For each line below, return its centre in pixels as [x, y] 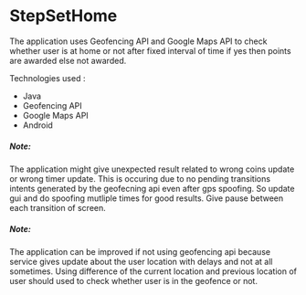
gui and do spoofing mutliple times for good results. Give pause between [147, 198]
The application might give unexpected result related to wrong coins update [152, 169]
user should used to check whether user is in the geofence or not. [134, 280]
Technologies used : [47, 78]
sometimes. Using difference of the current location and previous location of [153, 271]
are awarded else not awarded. [68, 60]
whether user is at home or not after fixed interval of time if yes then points [150, 50]
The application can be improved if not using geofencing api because [140, 251]
